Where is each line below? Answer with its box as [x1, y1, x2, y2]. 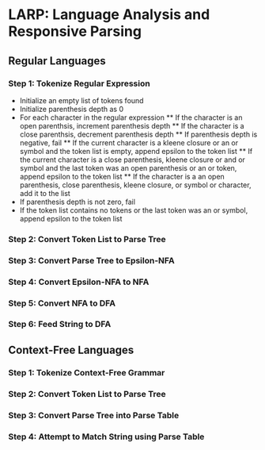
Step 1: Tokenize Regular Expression [8, 78, 150, 89]
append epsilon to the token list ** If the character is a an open [19, 171, 225, 181]
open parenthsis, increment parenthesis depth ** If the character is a [19, 121, 244, 130]
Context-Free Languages [8, 343, 134, 356]
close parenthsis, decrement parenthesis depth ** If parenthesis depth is [19, 129, 258, 139]
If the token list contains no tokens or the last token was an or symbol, [19, 205, 248, 215]
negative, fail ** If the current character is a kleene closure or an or [19, 137, 239, 148]
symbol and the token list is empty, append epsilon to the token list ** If [19, 146, 253, 156]
